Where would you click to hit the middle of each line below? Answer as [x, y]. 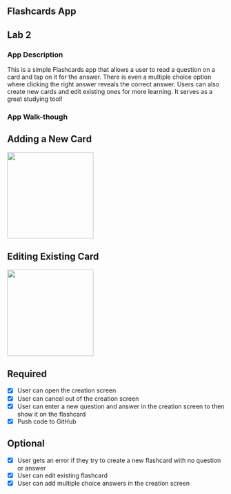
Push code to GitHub [47, 421]
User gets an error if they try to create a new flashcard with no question [119, 460]
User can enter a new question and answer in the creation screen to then [121, 406]
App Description [35, 55]
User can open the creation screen [67, 390]
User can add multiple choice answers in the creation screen [103, 483]
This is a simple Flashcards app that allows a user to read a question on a [111, 70]
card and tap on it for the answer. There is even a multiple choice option [109, 77]
